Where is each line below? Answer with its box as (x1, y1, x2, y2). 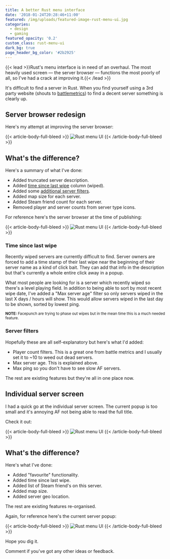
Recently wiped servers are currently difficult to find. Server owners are (5, 254, 155, 260)
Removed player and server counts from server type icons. (12, 204, 136, 210)
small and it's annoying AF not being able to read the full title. (5, 408, 133, 415)
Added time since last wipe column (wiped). (12, 183, 105, 189)
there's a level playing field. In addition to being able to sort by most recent (5, 285, 162, 291)
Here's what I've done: (5, 462, 53, 468)
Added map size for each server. (12, 193, 81, 200)
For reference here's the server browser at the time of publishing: (5, 214, 142, 220)
